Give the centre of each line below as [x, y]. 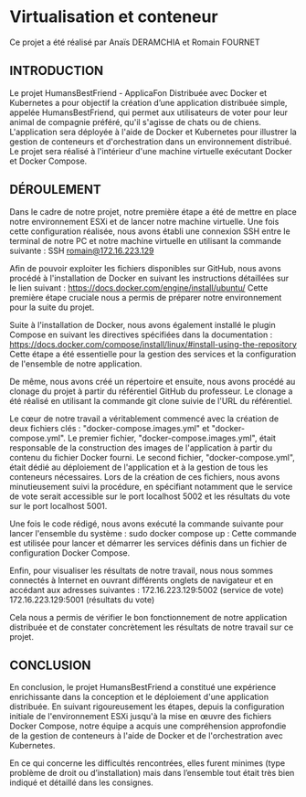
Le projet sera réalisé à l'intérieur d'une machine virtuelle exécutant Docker [151, 151]
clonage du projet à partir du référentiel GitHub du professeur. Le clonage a [151, 391]
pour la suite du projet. [52, 307]
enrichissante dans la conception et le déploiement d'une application [139, 697]
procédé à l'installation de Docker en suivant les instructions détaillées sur [149, 278]
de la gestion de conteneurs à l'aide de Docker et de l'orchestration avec [146, 736]
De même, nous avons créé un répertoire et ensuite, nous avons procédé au [153, 381]
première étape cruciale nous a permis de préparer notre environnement [146, 297]
